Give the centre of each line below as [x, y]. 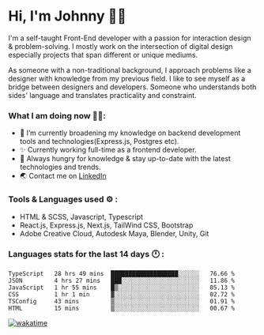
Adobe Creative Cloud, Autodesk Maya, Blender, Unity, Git [114, 233]
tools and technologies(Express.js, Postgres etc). [99, 141]
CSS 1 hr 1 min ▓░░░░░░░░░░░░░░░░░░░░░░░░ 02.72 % [122, 294]
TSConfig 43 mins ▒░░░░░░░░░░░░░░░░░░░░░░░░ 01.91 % [122, 301]
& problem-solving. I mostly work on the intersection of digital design [121, 46]
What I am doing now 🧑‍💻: [57, 115]
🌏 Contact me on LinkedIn [63, 176]
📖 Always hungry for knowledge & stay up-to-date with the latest [125, 159]
